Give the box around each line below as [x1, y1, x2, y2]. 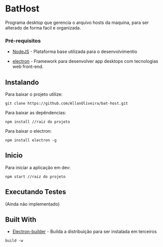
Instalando [5, 78, 39, 86]
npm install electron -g [5, 138, 57, 143]
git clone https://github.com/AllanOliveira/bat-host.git [5, 101, 128, 106]
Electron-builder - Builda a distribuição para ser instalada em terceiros [12, 229, 157, 235]
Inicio [5, 151, 23, 160]
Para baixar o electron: [5, 128, 52, 134]
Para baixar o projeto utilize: [5, 91, 63, 97]
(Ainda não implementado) [5, 201, 60, 207]
